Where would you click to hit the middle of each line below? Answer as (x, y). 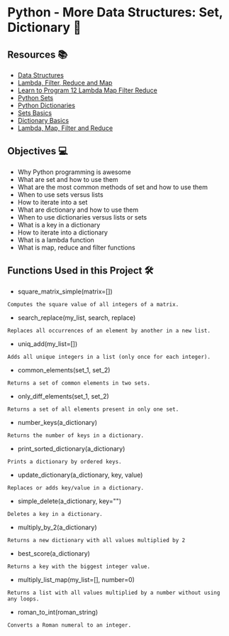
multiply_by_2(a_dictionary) (57, 527)
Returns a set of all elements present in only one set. (93, 409)
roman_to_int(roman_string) (57, 612)
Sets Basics (34, 113)
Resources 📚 (38, 54)
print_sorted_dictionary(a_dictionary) (71, 448)
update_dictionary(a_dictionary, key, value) (80, 475)
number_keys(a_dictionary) (57, 422)
